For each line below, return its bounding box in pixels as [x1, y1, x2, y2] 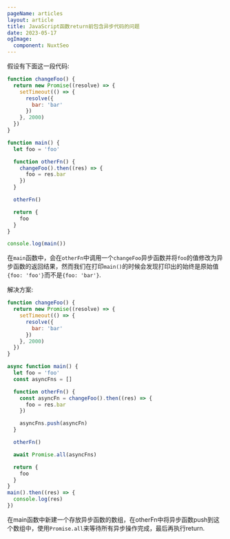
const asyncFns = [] [13, 376, 72, 383]
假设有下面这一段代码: [7, 62, 70, 70]
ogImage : [7, 36, 32, 43]
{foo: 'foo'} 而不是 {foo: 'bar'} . [7, 271, 101, 279]
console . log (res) [13, 496, 63, 503]
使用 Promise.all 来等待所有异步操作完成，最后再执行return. [36, 524, 205, 532]
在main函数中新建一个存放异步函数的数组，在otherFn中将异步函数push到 [7, 515, 214, 524]
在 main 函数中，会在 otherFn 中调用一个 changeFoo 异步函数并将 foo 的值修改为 [7, 254, 217, 262]
